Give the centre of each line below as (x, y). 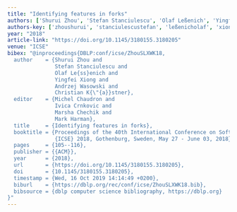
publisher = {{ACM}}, (45, 152)
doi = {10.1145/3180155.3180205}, (74, 171)
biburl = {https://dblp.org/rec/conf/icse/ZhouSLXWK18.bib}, (110, 184)
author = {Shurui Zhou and (58, 60)
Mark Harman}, (75, 119)
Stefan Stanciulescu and (91, 66)
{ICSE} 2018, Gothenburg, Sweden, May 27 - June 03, (134, 139)
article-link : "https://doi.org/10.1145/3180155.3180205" (94, 40)
